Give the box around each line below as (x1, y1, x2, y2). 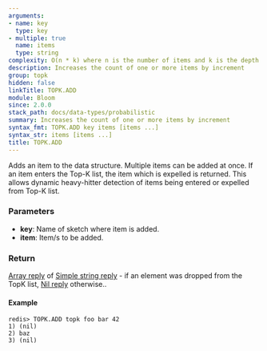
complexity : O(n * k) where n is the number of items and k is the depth (8, 57, 260, 65)
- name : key (8, 19, 48, 27)
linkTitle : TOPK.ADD (8, 86, 78, 95)
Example (8, 297, 38, 307)
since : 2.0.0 (8, 101, 52, 109)
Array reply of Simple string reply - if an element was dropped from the (8, 271, 242, 280)
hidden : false (8, 79, 56, 87)
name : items (15, 42, 56, 50)
